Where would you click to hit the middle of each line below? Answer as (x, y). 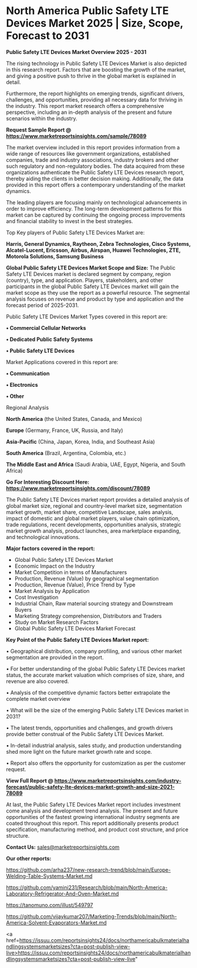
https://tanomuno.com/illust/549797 (50, 905)
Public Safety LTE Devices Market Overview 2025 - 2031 (76, 52)
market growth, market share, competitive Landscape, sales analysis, (90, 512)
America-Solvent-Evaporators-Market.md (57, 922)
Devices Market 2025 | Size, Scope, (95, 23)
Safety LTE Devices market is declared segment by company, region (89, 274)
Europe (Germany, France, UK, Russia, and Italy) (64, 430)
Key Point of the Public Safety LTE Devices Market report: (78, 640)
